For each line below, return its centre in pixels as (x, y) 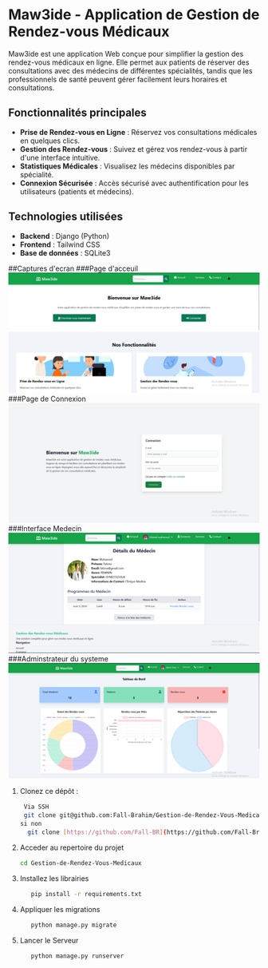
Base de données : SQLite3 (65, 252)
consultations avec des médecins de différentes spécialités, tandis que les (130, 70)
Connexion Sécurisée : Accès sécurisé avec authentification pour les (134, 183)
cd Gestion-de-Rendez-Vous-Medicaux (81, 863)
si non (31, 824)
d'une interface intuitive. (60, 157)
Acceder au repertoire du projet (72, 847)
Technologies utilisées (66, 217)
